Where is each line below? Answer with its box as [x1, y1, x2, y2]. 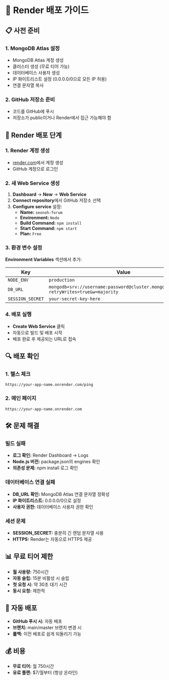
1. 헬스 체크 [5, 371, 31, 378]
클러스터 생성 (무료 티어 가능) [12, 63, 70, 69]
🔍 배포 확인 [5, 352, 39, 361]
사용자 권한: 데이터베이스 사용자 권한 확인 [12, 503, 94, 509]
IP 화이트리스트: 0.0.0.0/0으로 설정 [12, 497, 81, 503]
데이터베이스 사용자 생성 [12, 69, 60, 75]
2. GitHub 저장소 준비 [5, 96, 55, 103]
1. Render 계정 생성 [5, 147, 50, 154]
